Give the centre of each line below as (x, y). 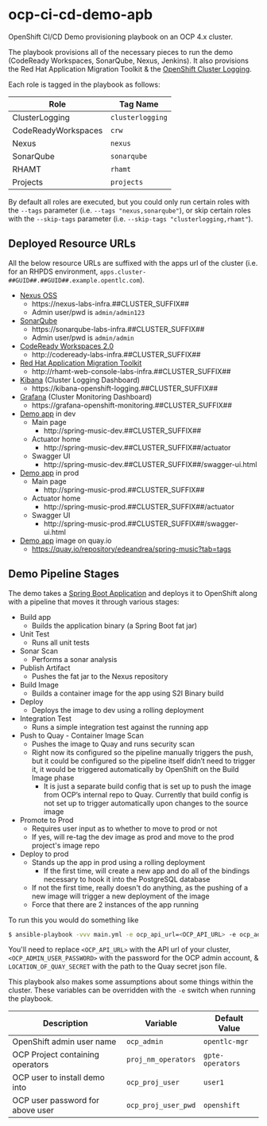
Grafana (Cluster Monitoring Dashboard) (86, 396)
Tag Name (139, 103)
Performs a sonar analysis (74, 659)
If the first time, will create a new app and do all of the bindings (147, 871)
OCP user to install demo (58, 1077)
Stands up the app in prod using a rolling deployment (118, 862)
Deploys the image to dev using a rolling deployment (118, 710)
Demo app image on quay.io (66, 540)
